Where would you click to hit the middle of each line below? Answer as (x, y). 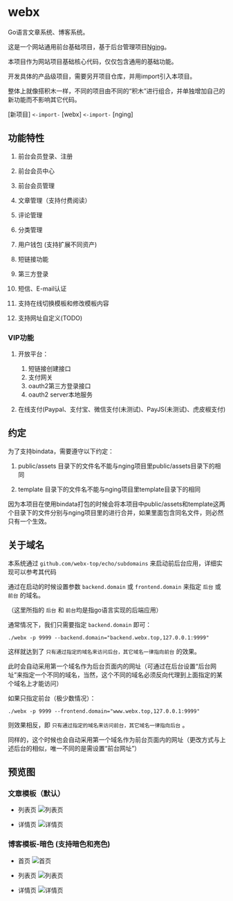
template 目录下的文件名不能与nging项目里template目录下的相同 (109, 489)
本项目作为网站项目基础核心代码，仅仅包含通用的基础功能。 (93, 61)
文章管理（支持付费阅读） (54, 200)
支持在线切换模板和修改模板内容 (63, 303)
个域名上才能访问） (35, 683)
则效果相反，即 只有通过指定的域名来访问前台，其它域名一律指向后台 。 (98, 725)
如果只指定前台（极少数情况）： (52, 698)
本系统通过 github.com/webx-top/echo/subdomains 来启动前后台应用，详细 (112, 563)
